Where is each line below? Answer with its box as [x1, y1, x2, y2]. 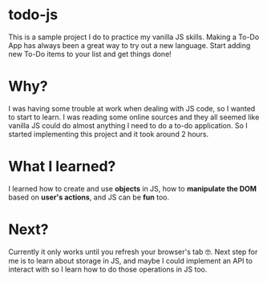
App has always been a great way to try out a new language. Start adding [8, 40, 251, 50]
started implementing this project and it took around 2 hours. [8, 129, 209, 139]
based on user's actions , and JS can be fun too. [8, 192, 170, 202]
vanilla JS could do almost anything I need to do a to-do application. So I [8, 120, 249, 130]
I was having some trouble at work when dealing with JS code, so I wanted [8, 103, 256, 113]
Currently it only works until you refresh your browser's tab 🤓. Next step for [8, 247, 258, 256]
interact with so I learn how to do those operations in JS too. [8, 264, 208, 274]
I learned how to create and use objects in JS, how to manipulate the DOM [8, 183, 257, 193]
